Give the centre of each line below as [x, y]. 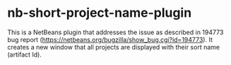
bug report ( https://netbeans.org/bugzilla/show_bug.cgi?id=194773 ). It [110, 39]
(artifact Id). [25, 55]
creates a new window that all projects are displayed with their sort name [114, 47]
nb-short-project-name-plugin [100, 13]
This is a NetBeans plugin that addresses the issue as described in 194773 [115, 32]
